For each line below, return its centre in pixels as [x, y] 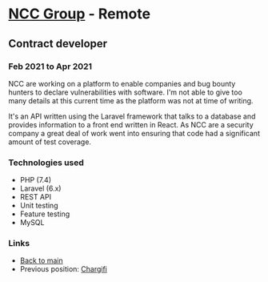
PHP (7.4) [36, 180]
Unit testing [39, 206]
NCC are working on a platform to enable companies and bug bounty [122, 83]
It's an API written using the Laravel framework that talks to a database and [132, 116]
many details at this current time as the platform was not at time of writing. [131, 100]
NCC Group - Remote [79, 14]
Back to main [41, 260]
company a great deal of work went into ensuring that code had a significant [134, 133]
